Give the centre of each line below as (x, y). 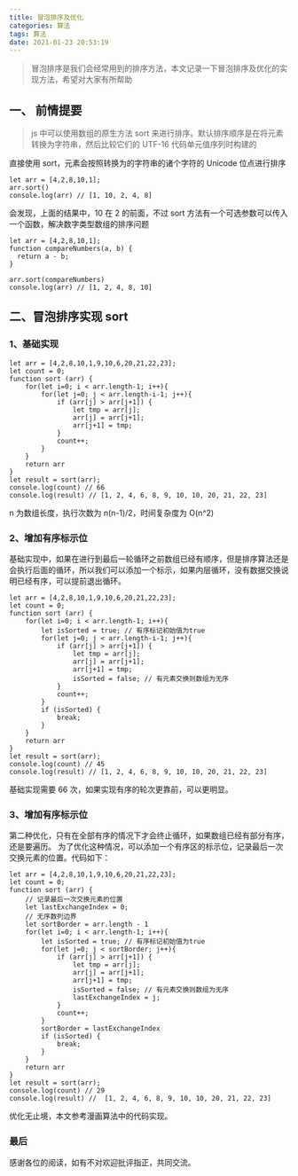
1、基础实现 (34, 344)
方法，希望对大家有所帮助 (86, 80)
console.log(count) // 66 (57, 487)
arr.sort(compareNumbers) (57, 280)
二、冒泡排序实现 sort (69, 317)
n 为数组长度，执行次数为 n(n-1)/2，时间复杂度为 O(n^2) (112, 513)
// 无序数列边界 (51, 917)
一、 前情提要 (46, 110)
